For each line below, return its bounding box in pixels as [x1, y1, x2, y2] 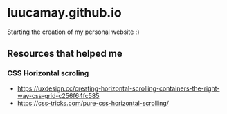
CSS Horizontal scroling [7, 68, 89, 78]
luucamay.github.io [7, 5, 122, 21]
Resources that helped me [7, 48, 122, 59]
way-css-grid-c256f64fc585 [17, 91, 100, 99]
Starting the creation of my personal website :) [7, 28, 140, 36]
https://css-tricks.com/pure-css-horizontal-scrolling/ [17, 99, 170, 107]
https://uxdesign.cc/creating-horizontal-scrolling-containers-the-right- [17, 84, 220, 93]
